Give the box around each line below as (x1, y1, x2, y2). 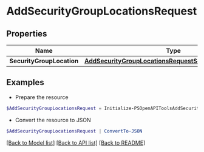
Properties (6, 29, 47, 39)
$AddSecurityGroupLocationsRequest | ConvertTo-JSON (6, 128, 143, 134)
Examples (6, 77, 44, 88)
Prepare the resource (15, 93, 69, 101)
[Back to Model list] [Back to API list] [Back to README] (6, 139, 146, 147)
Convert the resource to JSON (15, 116, 91, 123)
